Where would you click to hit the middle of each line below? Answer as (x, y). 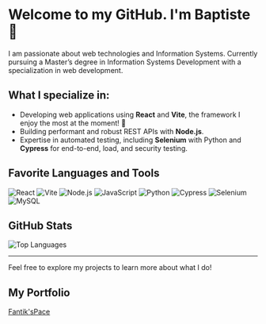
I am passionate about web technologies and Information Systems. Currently (133, 53)
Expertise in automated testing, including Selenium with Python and (130, 140)
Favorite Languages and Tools (84, 174)
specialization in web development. (66, 70)
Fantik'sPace (29, 312)
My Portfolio (39, 293)
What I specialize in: (59, 96)
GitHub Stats (40, 225)
